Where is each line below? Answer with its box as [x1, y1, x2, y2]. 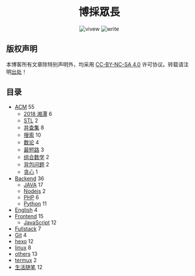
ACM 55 [14, 103, 35, 110]
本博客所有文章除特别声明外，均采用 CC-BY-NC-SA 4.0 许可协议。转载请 [6, 60, 184, 68]
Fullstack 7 [14, 225, 41, 232]
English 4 [14, 206, 38, 213]
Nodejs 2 [23, 187, 46, 194]
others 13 [14, 250, 38, 257]
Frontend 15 [14, 212, 44, 219]
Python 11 [23, 200, 47, 207]
